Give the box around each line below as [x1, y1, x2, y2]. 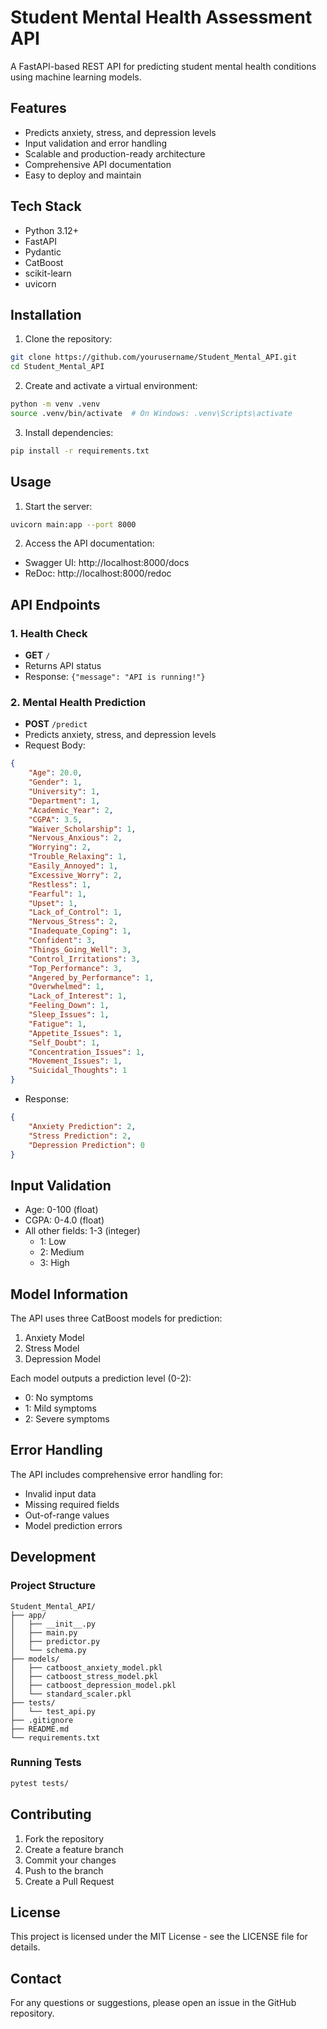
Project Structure [10, 1579, 96, 1593]
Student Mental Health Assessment [10, 6, 313, 29]
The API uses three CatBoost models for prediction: [10, 1312, 223, 1325]
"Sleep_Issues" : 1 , [28, 1010, 110, 1020]
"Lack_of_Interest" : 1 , [28, 991, 128, 1001]
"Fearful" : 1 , [28, 889, 87, 899]
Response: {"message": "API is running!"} [24, 671, 206, 683]
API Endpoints [10, 596, 101, 613]
